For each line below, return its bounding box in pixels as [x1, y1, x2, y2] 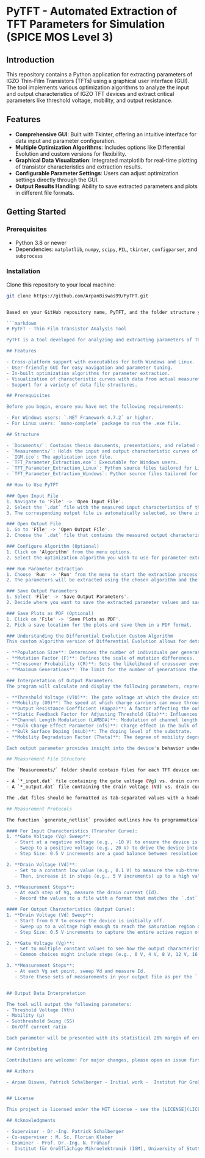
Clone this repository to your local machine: [6, 281, 116, 288]
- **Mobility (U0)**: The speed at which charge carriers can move [6, 700, 182, 706]
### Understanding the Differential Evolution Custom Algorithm [6, 633, 173, 639]
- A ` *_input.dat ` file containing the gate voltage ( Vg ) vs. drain [6, 778, 184, 784]
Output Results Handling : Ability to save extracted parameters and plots [15, 182, 198, 190]
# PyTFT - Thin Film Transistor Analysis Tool [6, 326, 127, 332]
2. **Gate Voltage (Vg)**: [6, 940, 75, 946]
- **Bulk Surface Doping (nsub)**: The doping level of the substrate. [6, 728, 192, 734]
